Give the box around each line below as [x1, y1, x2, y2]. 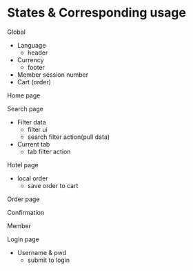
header [27, 48, 48, 57]
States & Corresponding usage [7, 5, 186, 21]
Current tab [17, 140, 50, 148]
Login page [7, 235, 39, 243]
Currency [17, 55, 44, 64]
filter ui [27, 125, 48, 133]
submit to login [27, 256, 70, 264]
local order [17, 174, 48, 183]
